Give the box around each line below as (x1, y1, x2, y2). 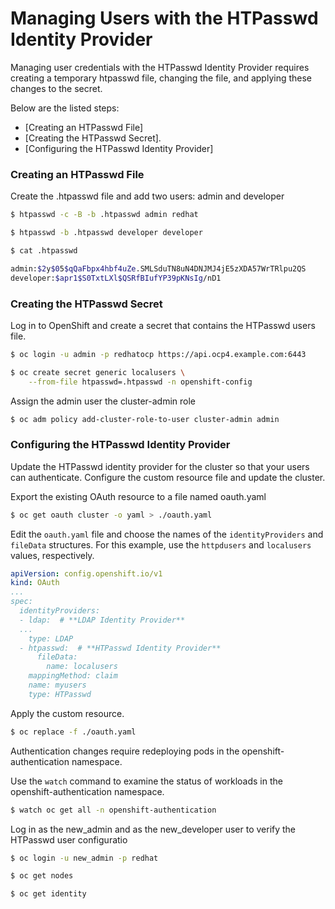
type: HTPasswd (28, 689, 92, 699)
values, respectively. (10, 549, 95, 561)
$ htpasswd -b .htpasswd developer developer (10, 228, 203, 238)
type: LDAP (28, 633, 74, 644)
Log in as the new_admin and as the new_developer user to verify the (10, 823, 297, 835)
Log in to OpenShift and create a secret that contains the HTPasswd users (10, 319, 316, 331)
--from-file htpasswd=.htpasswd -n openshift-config (28, 377, 253, 387)
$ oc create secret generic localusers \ (10, 367, 186, 377)
